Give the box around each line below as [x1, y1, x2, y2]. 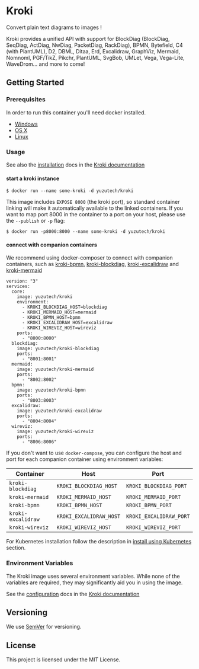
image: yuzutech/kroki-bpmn [17, 387, 86, 393]
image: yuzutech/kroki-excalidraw [17, 408, 102, 414]
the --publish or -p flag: [6, 217, 65, 225]
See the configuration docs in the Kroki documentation [6, 590, 140, 597]
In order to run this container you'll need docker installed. [6, 108, 146, 116]
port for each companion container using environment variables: [6, 456, 163, 463]
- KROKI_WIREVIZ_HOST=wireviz [21, 325, 97, 331]
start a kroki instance [6, 175, 60, 182]
